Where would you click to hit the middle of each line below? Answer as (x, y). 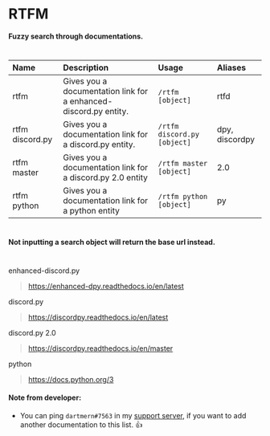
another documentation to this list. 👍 (81, 424)
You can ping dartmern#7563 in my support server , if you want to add (133, 415)
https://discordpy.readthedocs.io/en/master (100, 348)
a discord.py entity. (99, 145)
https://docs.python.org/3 (71, 379)
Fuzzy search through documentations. (76, 36)
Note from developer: (45, 397)
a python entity (92, 211)
